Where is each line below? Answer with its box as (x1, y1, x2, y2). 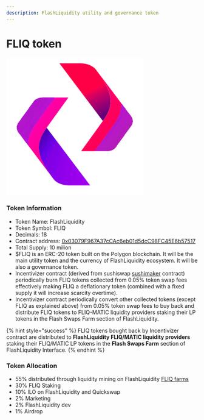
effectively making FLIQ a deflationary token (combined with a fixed (15, 282, 185, 290)
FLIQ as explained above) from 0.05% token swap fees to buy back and (15, 302, 194, 309)
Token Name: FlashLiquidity (15, 218, 85, 225)
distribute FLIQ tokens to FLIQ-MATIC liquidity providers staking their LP (15, 308, 196, 316)
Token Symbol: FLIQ (15, 224, 66, 232)
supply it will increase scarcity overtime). (15, 289, 118, 296)
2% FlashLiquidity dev (15, 401, 71, 408)
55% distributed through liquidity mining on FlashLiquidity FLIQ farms (15, 376, 189, 383)
